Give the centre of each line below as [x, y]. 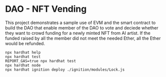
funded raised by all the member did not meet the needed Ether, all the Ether [83, 38]
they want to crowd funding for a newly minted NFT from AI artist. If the [78, 33]
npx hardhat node [23, 65]
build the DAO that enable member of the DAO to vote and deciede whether [82, 27]
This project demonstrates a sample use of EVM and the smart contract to [80, 23]
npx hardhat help [23, 52]
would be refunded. [25, 43]
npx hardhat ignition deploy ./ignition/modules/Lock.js [65, 70]
